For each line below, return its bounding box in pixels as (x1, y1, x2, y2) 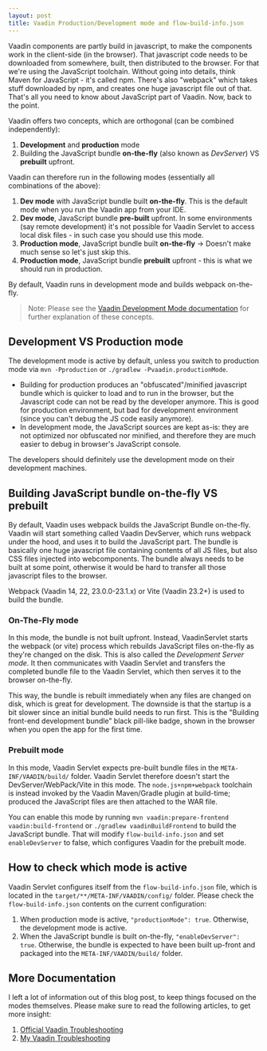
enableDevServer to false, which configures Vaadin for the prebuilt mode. (8, 837, 247, 847)
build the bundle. (8, 595, 64, 605)
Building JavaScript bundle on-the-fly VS (8, 486, 218, 500)
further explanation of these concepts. (27, 312, 155, 322)
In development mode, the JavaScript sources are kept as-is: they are (19, 422, 249, 432)
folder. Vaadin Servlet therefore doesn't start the (70, 771, 230, 780)
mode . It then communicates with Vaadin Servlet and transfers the (8, 658, 226, 668)
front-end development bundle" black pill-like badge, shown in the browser (8, 716, 255, 726)
